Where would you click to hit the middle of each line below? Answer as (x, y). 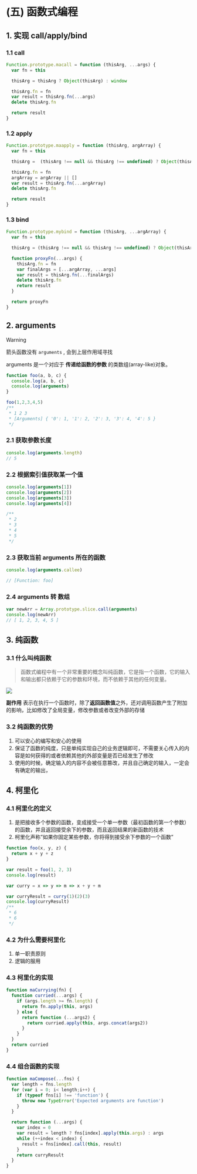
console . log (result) (31, 875)
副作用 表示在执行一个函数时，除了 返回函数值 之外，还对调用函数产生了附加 (97, 703)
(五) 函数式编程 (42, 12)
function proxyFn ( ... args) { (47, 258)
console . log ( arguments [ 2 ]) (39, 492)
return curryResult (40, 1155)
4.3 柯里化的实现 (30, 977)
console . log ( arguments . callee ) (44, 570)
